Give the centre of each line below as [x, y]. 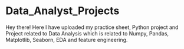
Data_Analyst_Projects [63, 11]
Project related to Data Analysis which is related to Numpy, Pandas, [87, 33]
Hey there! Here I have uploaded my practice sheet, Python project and [92, 27]
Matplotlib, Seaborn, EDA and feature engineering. [67, 40]
